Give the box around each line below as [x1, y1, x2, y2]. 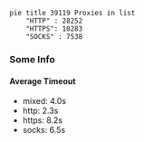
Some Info [9, 52, 56, 65]
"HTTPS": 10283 [25, 24, 83, 33]
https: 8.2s [22, 115, 63, 126]
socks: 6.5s [22, 125, 66, 136]
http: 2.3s [22, 105, 59, 117]
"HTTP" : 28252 [25, 16, 83, 25]
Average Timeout [9, 75, 76, 86]
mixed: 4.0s [22, 96, 66, 107]
